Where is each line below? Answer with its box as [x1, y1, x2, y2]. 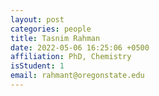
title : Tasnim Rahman [10, 33, 101, 43]
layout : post [10, 14, 65, 25]
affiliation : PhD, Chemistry [10, 52, 132, 62]
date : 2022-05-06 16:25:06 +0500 [10, 42, 150, 53]
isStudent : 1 [10, 61, 65, 71]
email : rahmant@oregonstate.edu [10, 71, 145, 81]
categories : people [10, 24, 92, 34]
